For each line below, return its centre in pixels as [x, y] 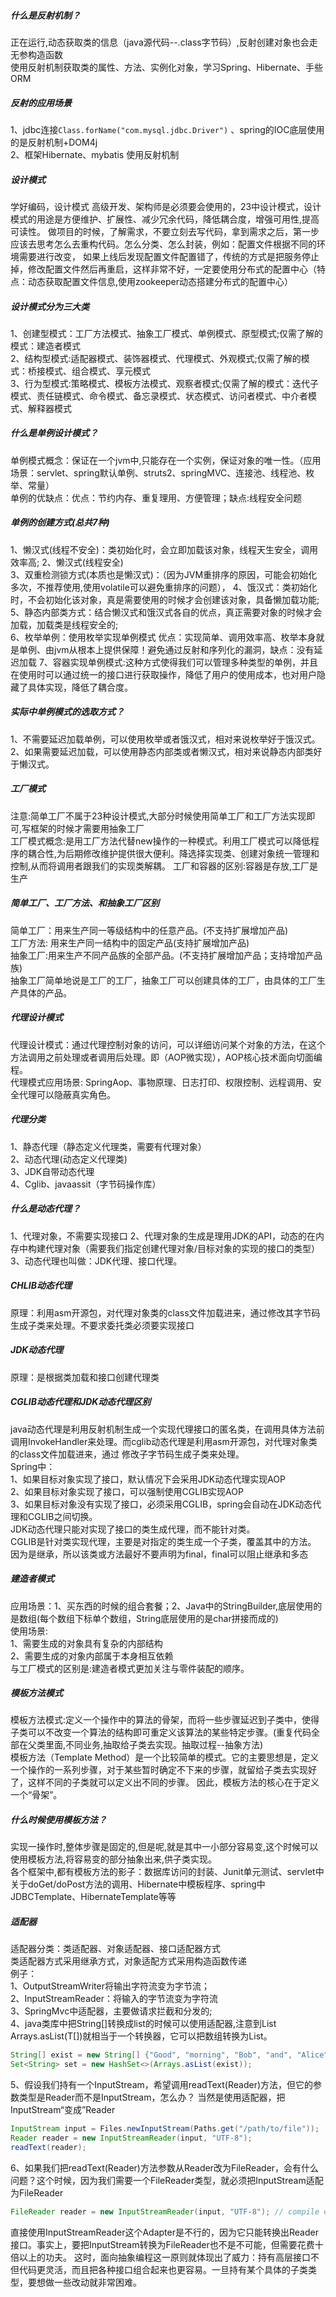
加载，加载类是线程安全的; [64, 624]
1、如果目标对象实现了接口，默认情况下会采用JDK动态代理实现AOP [148, 1479]
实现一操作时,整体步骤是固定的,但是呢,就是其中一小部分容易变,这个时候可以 [164, 1847]
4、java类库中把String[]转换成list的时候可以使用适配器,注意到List [143, 2024]
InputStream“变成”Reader [63, 2110]
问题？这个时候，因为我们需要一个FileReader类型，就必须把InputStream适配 [167, 2180]
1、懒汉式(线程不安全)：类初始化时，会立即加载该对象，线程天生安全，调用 [164, 549]
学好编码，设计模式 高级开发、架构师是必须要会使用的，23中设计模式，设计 [166, 206]
